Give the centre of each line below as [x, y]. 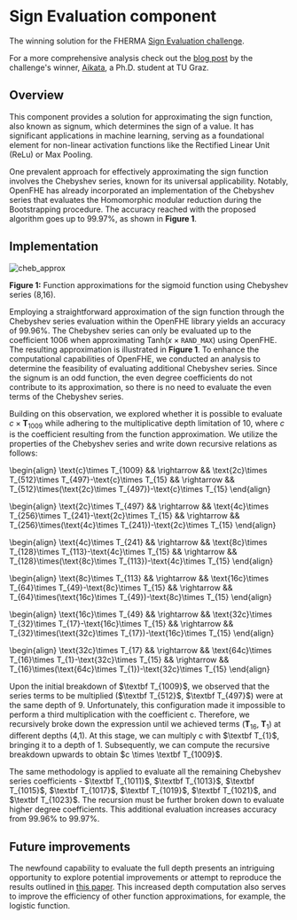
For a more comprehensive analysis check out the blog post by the [131, 58]
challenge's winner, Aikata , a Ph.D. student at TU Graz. [109, 67]
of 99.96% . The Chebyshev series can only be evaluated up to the [130, 331]
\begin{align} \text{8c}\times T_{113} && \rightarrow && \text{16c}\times [139, 579]
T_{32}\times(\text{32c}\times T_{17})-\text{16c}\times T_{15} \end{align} [142, 633]
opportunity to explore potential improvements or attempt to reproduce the [145, 877]
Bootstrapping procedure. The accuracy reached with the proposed [133, 209]
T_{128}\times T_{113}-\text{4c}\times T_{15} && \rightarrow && [123, 552]
